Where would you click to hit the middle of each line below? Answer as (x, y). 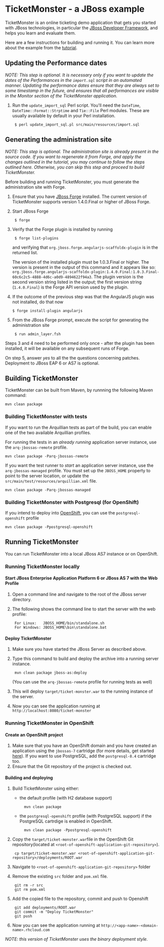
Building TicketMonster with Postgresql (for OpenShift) (72, 502)
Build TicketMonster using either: (46, 789)
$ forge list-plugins (36, 238)
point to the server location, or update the (47, 476)
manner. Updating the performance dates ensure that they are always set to (82, 85)
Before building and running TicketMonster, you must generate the (72, 182)
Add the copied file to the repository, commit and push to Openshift (80, 899)
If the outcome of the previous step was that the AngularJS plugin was (83, 296)
